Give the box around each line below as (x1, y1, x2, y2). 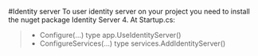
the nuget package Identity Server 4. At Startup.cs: (8, 15, 175, 24)
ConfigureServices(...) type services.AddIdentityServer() (39, 39, 226, 48)
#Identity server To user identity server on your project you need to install (8, 7, 251, 16)
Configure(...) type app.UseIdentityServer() (39, 31, 182, 39)
